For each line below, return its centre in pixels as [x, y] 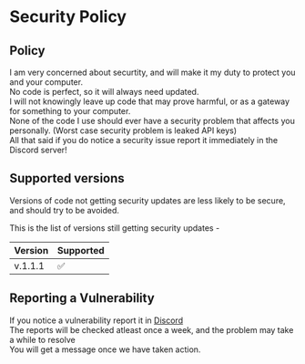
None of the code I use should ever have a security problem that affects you [152, 121]
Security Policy [68, 17]
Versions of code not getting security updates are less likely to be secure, [147, 200]
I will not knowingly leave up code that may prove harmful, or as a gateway [149, 101]
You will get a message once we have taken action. [105, 349]
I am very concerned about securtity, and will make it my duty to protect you [152, 72]
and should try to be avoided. [65, 210]
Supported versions [67, 178]
